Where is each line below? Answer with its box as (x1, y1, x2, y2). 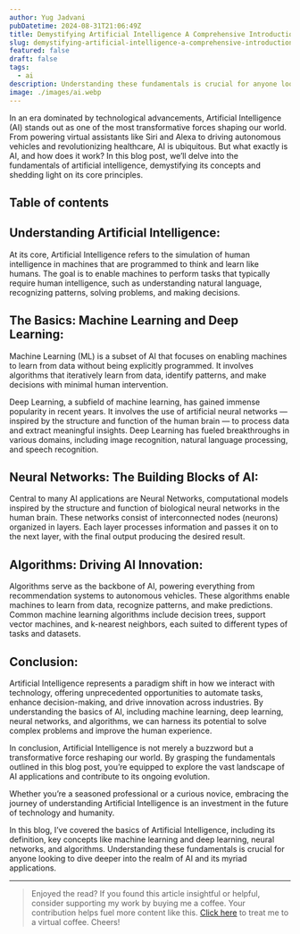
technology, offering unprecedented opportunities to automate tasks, (9, 687, 263, 697)
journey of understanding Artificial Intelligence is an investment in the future (9, 797, 288, 808)
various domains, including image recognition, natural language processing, (9, 434, 288, 445)
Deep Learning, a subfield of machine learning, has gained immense (9, 396, 261, 407)
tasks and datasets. (9, 629, 81, 639)
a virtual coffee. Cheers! (30, 916, 121, 927)
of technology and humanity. (9, 807, 115, 818)
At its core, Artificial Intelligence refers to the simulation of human (9, 249, 250, 260)
